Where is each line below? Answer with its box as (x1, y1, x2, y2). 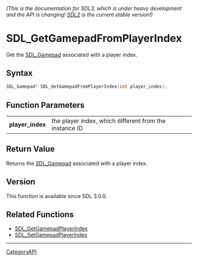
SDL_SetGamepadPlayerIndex (14, 232, 88, 239)
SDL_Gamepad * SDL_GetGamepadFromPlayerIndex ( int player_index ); (6, 84, 167, 90)
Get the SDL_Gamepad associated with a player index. (6, 51, 137, 58)
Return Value (6, 144, 55, 154)
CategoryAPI (6, 248, 37, 256)
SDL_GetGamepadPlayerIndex (14, 225, 88, 232)
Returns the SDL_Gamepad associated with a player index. (6, 160, 148, 167)
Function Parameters (6, 100, 85, 110)
